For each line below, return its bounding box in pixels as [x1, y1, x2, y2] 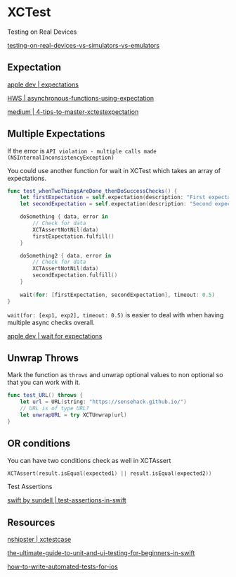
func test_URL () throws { [7, 392, 83, 399]
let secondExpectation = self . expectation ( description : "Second [20, 201, 212, 208]
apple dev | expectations [7, 80, 79, 89]
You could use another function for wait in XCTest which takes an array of [7, 166, 221, 175]
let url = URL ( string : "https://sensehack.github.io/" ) [20, 398, 188, 405]
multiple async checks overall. [7, 318, 95, 326]
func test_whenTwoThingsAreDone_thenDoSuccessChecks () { [7, 187, 178, 194]
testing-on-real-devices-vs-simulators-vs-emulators [7, 41, 160, 49]
